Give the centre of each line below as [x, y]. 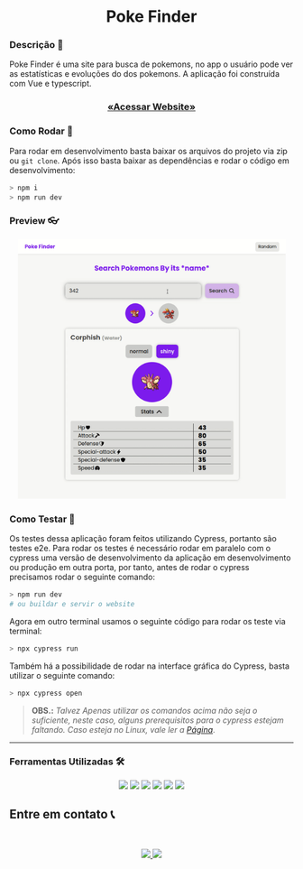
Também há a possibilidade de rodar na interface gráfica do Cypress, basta [150, 666]
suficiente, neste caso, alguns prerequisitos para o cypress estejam [157, 720]
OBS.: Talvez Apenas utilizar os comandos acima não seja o [144, 710]
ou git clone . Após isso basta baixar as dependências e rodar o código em [150, 161]
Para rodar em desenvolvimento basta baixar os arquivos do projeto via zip [149, 151]
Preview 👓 [34, 221]
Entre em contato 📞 [62, 814]
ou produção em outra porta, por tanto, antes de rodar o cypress [129, 567]
